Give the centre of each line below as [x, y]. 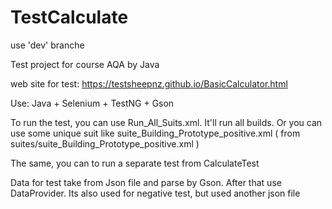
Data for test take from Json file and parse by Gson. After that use [146, 182]
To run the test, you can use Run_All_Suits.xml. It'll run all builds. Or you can [166, 122]
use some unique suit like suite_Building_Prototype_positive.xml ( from [155, 133]
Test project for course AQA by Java [85, 64]
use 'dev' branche [47, 45]
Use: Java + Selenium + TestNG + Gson [92, 103]
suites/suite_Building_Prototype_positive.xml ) [105, 143]
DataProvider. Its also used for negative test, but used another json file [155, 193]
